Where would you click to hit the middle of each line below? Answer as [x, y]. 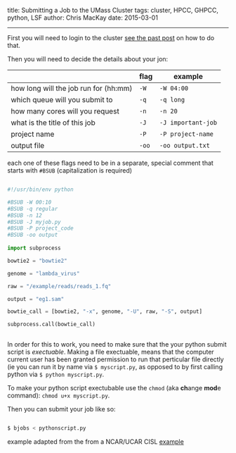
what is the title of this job [53, 123]
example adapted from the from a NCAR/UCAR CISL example [96, 441]
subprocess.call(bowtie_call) [52, 324]
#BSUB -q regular [33, 209]
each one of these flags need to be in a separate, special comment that [111, 163]
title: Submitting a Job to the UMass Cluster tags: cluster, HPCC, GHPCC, [113, 10]
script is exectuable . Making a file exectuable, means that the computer [111, 352]
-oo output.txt [185, 145]
